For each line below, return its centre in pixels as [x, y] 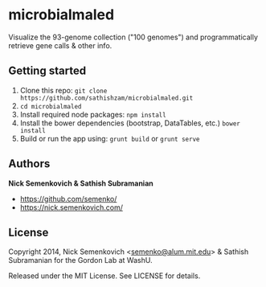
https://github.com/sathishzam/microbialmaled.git [106, 98]
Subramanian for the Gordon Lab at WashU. [80, 260]
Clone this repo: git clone [63, 90]
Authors [29, 164]
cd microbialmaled [51, 106]
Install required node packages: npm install [93, 114]
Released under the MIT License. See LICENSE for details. [104, 276]
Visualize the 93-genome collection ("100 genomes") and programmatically [133, 37]
